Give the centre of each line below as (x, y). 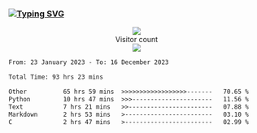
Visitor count (137, 40)
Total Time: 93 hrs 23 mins (56, 77)
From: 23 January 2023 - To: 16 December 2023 (89, 62)
